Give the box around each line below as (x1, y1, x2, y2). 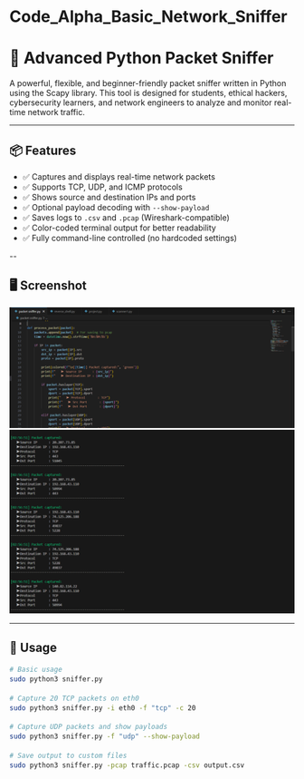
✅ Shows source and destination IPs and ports (22, 191, 196, 202)
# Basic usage (9, 665, 63, 675)
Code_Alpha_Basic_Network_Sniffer (9, 6, 288, 27)
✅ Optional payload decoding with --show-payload (22, 201, 210, 212)
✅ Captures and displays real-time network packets (22, 170, 215, 182)
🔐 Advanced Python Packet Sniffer (9, 48, 274, 69)
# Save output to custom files (9, 751, 128, 760)
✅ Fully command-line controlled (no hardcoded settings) (22, 232, 238, 243)
